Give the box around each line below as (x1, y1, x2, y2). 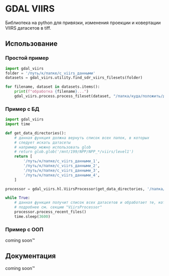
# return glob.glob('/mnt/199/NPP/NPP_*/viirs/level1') (14, 149, 134, 155)
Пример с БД (5, 105, 40, 112)
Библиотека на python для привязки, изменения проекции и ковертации (5, 20, 161, 26)
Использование (5, 40, 58, 48)
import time (5, 121, 30, 127)
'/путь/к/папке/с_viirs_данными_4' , (23, 173, 100, 178)
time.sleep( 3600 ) (14, 214, 51, 219)
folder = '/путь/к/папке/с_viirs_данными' (5, 71, 96, 76)
